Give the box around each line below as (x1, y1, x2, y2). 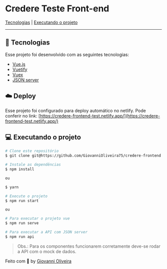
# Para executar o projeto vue (5, 216, 70, 221)
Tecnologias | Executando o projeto (5, 19, 78, 25)
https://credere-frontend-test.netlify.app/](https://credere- (40, 112, 161, 119)
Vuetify (12, 66, 27, 72)
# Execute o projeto (5, 194, 48, 199)
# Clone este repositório (5, 149, 59, 154)
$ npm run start (5, 198, 39, 203)
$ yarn (5, 184, 19, 190)
